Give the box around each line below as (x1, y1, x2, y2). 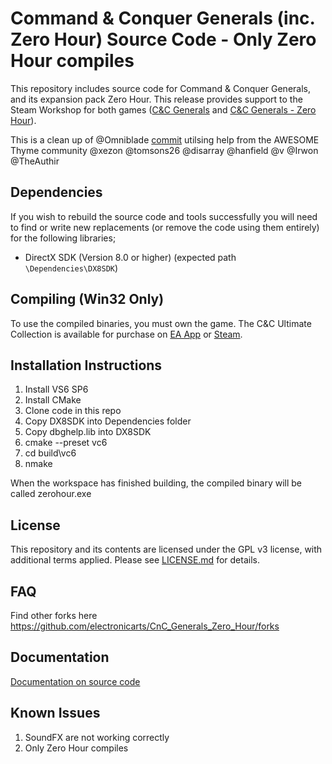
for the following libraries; (10, 232, 117, 244)
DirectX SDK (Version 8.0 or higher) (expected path (24, 251, 237, 263)
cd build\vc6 (24, 447, 77, 459)
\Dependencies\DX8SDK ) (24, 262, 119, 274)
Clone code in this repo (24, 405, 122, 417)
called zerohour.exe (10, 488, 92, 500)
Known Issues (10, 705, 101, 722)
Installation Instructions (10, 357, 163, 374)
